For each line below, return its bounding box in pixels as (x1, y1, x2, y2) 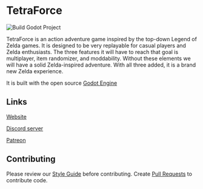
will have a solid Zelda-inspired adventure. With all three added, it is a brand (6, 61, 196, 68)
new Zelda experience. (6, 67, 64, 75)
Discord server (6, 125, 44, 132)
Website (6, 113, 27, 120)
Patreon (6, 136, 26, 144)
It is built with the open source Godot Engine (6, 79, 118, 87)
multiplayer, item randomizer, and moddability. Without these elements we (6, 55, 191, 62)
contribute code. (6, 176, 48, 184)
